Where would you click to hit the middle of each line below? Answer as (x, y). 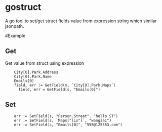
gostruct (23, 7)
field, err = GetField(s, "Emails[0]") (59, 89)
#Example (15, 36)
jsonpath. (15, 26)
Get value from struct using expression (45, 63)
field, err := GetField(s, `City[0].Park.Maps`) (65, 85)
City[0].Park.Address (36, 72)
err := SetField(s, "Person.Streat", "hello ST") (66, 116)
